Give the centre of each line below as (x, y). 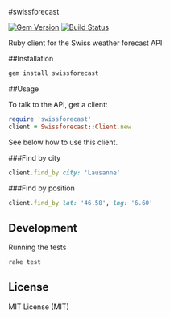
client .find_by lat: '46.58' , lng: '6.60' (81, 203)
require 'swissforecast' (50, 119)
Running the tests (37, 247)
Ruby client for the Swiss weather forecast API (85, 43)
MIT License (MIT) (39, 307)
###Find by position (41, 188)
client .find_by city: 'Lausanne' (64, 173)
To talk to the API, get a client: (58, 104)
